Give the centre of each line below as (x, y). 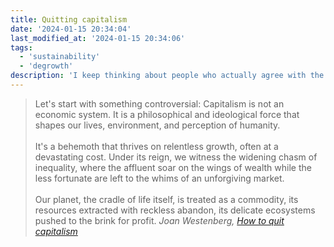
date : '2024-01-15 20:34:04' (71, 29)
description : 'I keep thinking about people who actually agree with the (167, 76)
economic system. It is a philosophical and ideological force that (167, 114)
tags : (21, 47)
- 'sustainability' (60, 57)
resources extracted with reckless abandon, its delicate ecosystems (175, 210)
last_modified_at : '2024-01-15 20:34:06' (98, 38)
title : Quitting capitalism (69, 19)
